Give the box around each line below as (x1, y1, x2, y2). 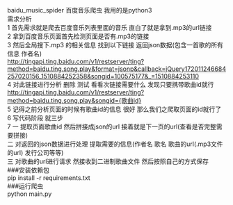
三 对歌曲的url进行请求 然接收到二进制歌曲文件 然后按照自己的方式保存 (7, 157, 209, 165)
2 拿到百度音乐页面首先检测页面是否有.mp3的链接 (7, 32, 150, 40)
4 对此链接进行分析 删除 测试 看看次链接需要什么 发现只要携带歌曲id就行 (7, 81, 214, 88)
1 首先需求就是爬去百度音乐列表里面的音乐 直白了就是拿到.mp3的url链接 (7, 24, 212, 31)
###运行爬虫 (7, 182, 44, 190)
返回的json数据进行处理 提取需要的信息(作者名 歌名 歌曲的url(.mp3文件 (20, 140, 224, 148)
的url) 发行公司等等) (7, 149, 64, 156)
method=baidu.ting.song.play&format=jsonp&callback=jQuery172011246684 (7, 65, 227, 73)
